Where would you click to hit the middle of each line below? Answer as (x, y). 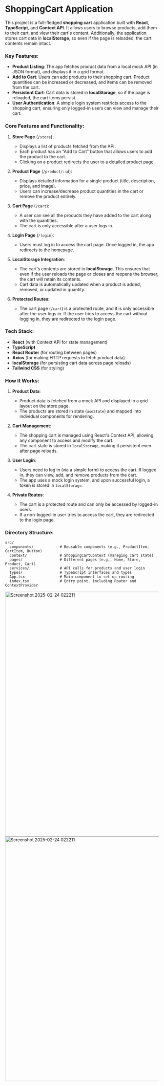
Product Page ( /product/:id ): (42, 171)
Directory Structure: (30, 533)
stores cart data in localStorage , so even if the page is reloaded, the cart (78, 38)
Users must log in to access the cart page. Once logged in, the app (87, 244)
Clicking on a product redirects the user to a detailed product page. (87, 162)
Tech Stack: (20, 331)
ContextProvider (21, 586)
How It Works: (22, 381)
